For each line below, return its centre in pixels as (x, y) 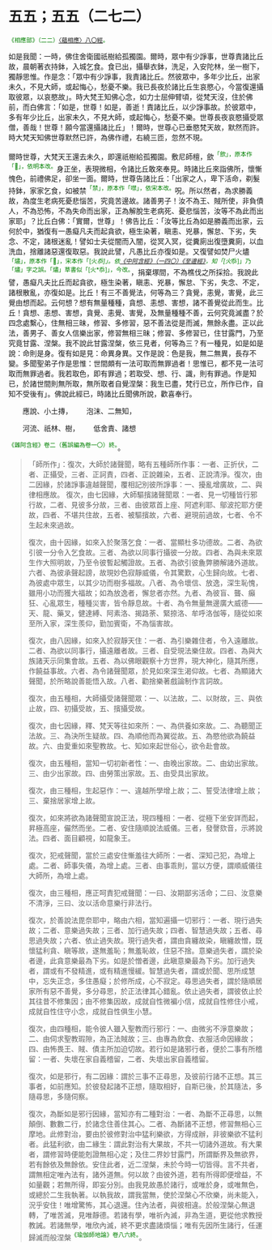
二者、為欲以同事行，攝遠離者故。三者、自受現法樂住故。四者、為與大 (145, 651)
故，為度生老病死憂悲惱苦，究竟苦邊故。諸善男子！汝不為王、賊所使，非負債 (136, 200)
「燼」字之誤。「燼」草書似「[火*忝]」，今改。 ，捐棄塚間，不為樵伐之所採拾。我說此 (134, 271)
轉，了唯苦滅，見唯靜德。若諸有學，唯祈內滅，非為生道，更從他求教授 (145, 1215)
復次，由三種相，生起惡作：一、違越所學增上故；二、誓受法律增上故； (145, 790)
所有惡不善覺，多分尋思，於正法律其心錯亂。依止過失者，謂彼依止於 (149, 991)
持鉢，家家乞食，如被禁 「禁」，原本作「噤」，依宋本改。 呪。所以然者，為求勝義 (131, 190)
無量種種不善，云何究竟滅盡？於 (210, 312)
